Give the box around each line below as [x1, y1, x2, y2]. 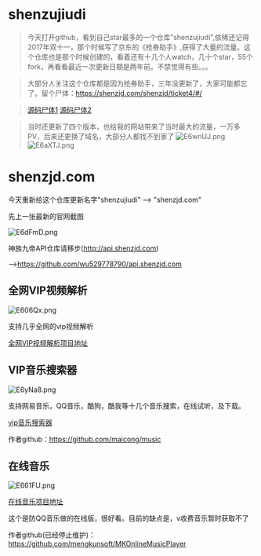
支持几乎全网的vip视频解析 [8, 321, 94, 331]
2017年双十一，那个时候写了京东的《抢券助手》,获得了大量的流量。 [27, 42, 245, 52]
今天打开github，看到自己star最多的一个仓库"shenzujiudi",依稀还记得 [27, 32, 249, 42]
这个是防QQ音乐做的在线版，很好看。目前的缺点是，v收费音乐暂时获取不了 [8, 514, 249, 523]
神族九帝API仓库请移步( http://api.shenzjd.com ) [8, 243, 159, 253]
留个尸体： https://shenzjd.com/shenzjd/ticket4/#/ [41, 88, 202, 97]
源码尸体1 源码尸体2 [27, 104, 92, 115]
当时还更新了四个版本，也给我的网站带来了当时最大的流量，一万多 [27, 122, 241, 131]
